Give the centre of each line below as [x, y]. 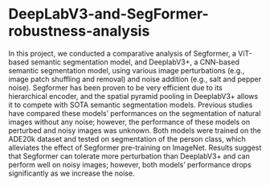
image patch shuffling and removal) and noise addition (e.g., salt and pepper [135, 79]
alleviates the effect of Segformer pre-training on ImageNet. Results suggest [135, 147]
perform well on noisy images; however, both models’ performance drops [130, 164]
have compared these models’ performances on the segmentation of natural [135, 113]
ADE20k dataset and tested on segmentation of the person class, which [127, 138]
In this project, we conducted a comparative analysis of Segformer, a [123, 53]
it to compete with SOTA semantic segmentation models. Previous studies [131, 105]
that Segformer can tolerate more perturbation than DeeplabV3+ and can [129, 156]
